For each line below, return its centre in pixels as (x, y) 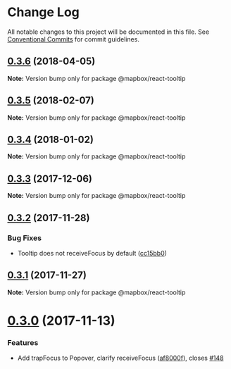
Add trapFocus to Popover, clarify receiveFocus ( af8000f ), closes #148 (120, 358)
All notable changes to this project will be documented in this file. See (108, 32)
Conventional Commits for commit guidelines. (73, 39)
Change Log (43, 12)
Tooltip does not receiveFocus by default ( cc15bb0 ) (92, 253)
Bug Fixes (25, 238)
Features (23, 342)
